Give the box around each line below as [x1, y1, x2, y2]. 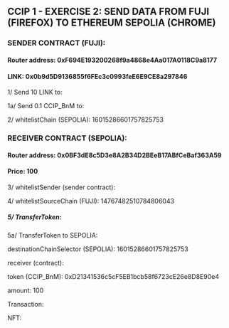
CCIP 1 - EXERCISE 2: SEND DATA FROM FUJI [7, 6, 210, 18]
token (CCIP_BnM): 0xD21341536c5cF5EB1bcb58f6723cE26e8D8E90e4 [7, 272, 219, 280]
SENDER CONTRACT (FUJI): [7, 38, 106, 48]
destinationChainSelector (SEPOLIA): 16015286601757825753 [7, 245, 188, 253]
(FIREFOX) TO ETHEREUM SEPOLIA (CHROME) [7, 17, 216, 29]
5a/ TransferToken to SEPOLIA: [7, 231, 98, 239]
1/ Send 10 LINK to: [7, 88, 63, 97]
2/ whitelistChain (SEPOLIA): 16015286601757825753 [7, 115, 164, 124]
